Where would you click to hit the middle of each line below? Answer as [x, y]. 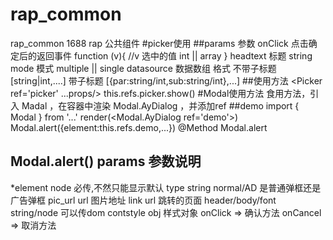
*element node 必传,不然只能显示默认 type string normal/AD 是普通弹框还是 [166, 187]
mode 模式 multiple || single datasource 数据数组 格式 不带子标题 [143, 68]
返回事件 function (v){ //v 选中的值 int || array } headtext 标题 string [174, 55]
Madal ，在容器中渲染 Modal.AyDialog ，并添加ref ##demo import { [160, 105]
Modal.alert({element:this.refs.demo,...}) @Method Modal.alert [139, 127]
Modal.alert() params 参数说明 [106, 161]
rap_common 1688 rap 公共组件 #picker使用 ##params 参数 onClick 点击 [159, 43]
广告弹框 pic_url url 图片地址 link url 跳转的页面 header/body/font [143, 200]
